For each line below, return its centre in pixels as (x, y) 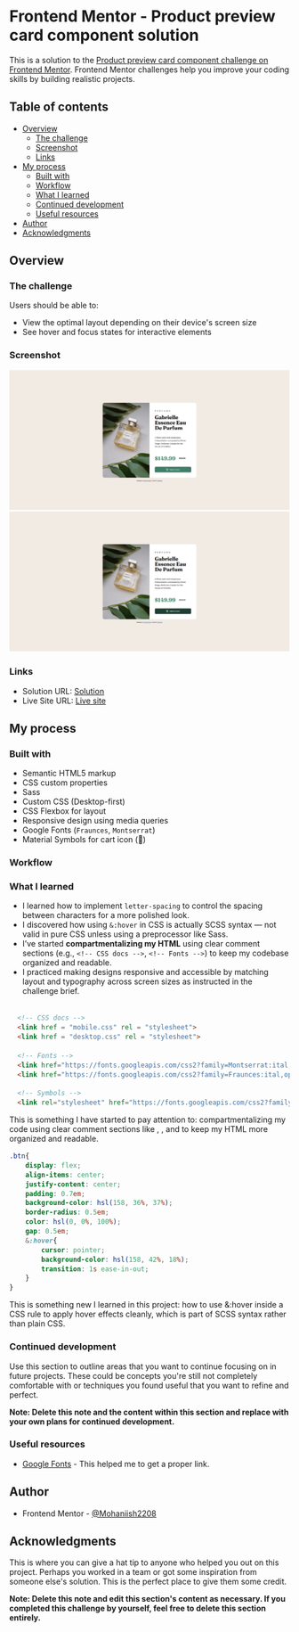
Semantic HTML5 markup (69, 774)
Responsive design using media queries (95, 821)
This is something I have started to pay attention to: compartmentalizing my (148, 1119)
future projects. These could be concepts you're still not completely (133, 1375)
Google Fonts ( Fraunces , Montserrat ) (89, 830)
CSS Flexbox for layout (64, 811)
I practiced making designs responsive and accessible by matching (145, 972)
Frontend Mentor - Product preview (142, 16)
